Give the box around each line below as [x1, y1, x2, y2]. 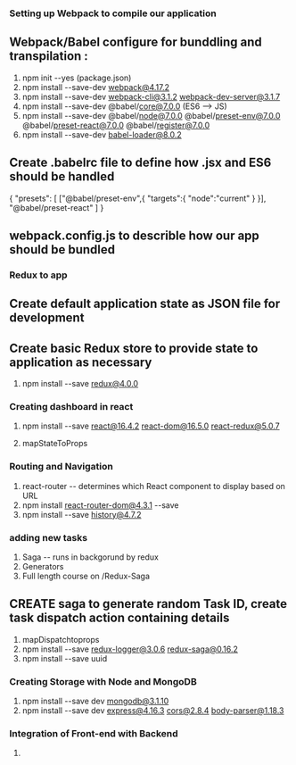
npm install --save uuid [21, 653, 108, 663]
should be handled [9, 169, 115, 185]
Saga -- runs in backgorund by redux [21, 552, 159, 562]
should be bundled [9, 242, 116, 257]
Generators [21, 561, 64, 571]
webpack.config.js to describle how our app [9, 228, 260, 243]
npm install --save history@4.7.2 [21, 509, 142, 520]
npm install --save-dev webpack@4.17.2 [21, 81, 170, 92]
